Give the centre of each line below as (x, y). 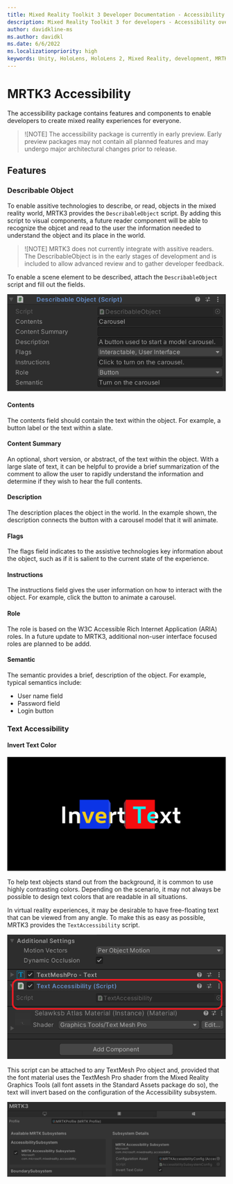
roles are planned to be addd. (49, 644)
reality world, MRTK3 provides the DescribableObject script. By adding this (114, 213)
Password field (38, 703)
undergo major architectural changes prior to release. (101, 149)
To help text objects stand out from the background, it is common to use (110, 882)
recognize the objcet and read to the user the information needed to (104, 228)
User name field (40, 696)
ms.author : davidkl (35, 37)
